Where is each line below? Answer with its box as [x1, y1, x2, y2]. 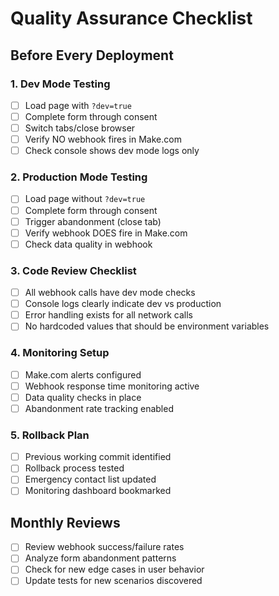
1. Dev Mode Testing [10, 77, 111, 91]
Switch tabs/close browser [24, 122, 136, 134]
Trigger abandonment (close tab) [24, 215, 162, 227]
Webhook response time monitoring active [24, 380, 200, 392]
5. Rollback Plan [10, 428, 90, 442]
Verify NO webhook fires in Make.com [24, 133, 182, 146]
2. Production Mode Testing [10, 170, 148, 184]
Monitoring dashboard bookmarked [24, 485, 172, 497]
